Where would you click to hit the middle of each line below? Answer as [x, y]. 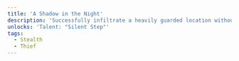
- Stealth [28, 40]
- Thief [25, 46]
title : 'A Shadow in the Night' [55, 14]
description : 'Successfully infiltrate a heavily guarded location [110, 20]
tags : [15, 33]
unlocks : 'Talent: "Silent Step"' [59, 27]
